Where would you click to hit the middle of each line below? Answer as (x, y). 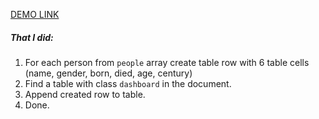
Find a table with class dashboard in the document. (128, 83)
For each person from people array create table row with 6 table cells (167, 62)
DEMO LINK (35, 14)
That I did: (32, 37)
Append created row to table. (85, 94)
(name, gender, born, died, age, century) (108, 73)
